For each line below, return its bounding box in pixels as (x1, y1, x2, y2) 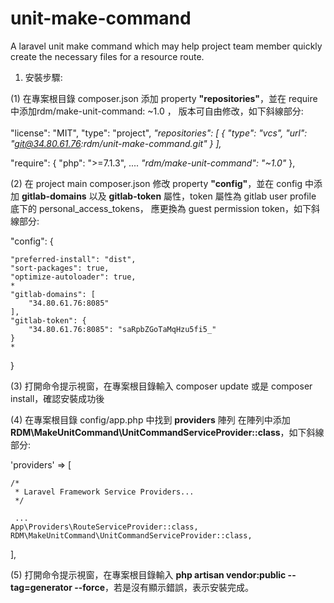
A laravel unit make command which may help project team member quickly (10, 40, 323, 52)
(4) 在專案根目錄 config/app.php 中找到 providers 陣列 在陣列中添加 (10, 413, 291, 426)
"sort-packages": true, (10, 263, 110, 273)
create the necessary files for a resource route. (10, 50, 205, 62)
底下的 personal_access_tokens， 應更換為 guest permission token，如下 (10, 202, 312, 214)
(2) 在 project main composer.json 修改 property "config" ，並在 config (10, 177, 303, 189)
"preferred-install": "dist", (10, 254, 137, 264)
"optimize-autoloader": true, (10, 272, 137, 282)
